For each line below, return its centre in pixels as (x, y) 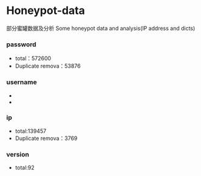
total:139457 (31, 131)
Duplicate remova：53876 (48, 66)
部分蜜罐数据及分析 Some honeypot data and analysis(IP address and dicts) (101, 28)
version (18, 154)
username (22, 82)
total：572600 (33, 58)
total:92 (25, 167)
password (21, 44)
